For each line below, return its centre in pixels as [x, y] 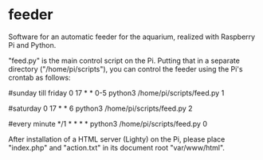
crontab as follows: [39, 77]
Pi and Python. [32, 45]
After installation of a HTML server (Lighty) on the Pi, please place [117, 139]
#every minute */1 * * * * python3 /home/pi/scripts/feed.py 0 [108, 123]
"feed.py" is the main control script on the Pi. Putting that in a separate [124, 60]
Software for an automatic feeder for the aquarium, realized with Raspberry [132, 37]
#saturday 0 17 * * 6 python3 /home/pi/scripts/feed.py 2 [100, 108]
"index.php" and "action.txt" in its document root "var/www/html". [117, 147]
